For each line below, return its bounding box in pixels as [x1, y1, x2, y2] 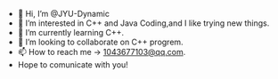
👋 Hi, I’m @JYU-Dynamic [17, 9, 110, 19]
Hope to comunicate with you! [17, 59, 129, 70]
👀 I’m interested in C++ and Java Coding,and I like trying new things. [17, 18, 270, 28]
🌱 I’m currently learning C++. [17, 28, 125, 37]
